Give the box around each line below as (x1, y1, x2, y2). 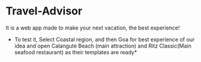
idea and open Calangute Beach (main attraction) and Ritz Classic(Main (14, 42, 192, 49)
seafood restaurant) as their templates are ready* (14, 48, 137, 55)
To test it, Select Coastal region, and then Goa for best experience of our (14, 36, 195, 43)
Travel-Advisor (5, 4, 82, 18)
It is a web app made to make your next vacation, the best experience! (5, 24, 180, 31)
